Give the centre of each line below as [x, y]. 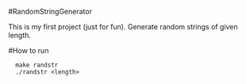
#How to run [29, 50]
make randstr [37, 65]
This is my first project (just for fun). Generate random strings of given [123, 27]
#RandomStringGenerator [50, 11]
